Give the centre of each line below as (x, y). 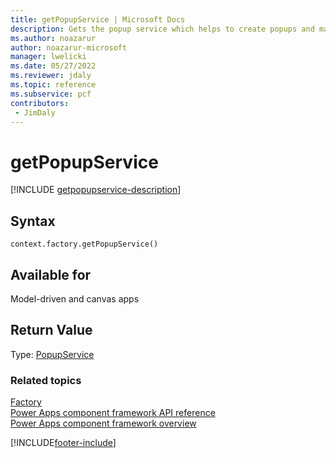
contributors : (40, 103)
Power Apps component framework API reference (113, 413)
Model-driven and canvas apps (75, 298)
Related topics (46, 380)
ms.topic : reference (53, 85)
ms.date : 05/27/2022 (53, 66)
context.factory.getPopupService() (84, 244)
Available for (51, 274)
